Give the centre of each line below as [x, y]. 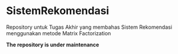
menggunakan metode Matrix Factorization [59, 33]
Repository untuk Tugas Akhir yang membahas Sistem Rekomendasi [89, 27]
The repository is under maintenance [53, 45]
